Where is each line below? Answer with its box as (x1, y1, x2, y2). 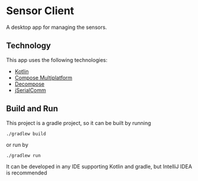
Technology (6, 41, 51, 51)
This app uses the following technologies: (6, 56, 108, 63)
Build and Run (6, 104, 58, 114)
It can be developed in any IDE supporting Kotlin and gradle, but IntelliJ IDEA (6, 163, 192, 170)
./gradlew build (6, 131, 46, 137)
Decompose (14, 80, 45, 87)
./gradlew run (6, 152, 41, 159)
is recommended (6, 169, 47, 176)
